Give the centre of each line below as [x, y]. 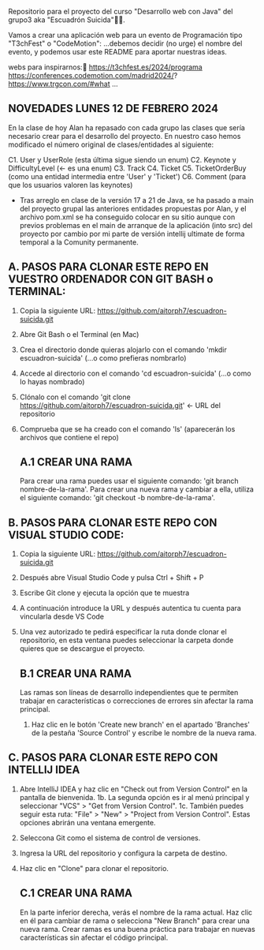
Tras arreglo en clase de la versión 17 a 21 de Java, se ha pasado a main [137, 200]
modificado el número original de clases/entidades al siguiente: [111, 144]
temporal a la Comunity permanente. [79, 242]
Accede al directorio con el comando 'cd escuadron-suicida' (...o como [135, 373]
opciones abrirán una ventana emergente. [87, 822]
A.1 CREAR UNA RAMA [76, 462]
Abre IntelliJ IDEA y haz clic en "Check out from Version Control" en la [134, 789]
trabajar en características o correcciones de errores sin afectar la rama [136, 701]
